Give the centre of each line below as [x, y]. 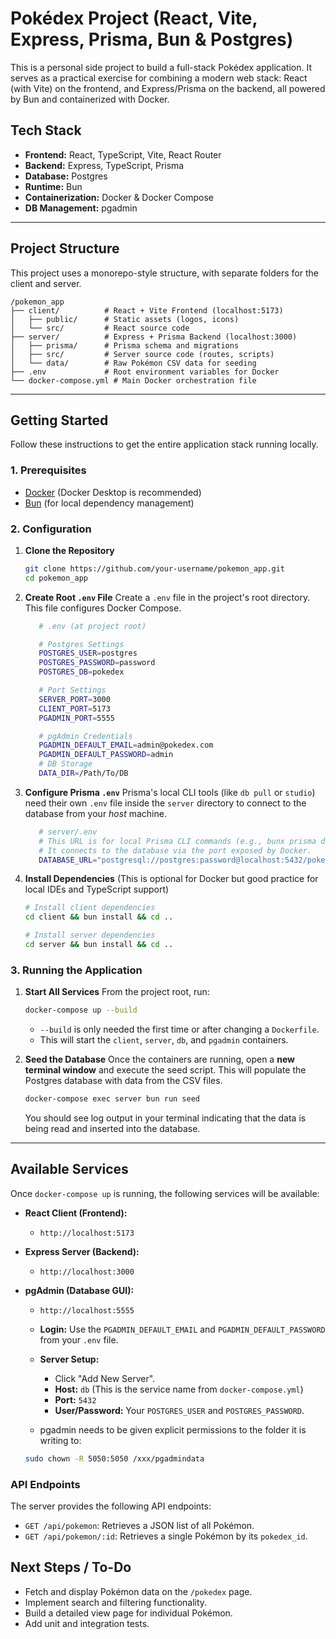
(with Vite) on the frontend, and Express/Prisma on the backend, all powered [168, 88]
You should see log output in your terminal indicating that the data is [165, 1118]
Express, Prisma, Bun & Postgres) [152, 39]
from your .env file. [79, 1339]
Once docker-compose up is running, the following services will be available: [165, 1193]
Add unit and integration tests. [87, 1623]
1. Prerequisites [48, 470]
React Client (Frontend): [76, 1213]
